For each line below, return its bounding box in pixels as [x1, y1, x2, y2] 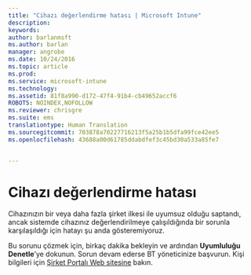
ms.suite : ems [8, 114, 55, 122]
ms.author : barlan [8, 41, 68, 49]
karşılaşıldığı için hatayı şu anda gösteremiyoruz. [8, 225, 165, 236]
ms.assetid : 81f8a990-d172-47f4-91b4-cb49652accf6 [8, 92, 177, 100]
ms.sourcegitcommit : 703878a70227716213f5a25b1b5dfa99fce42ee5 [8, 128, 220, 136]
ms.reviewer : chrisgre [8, 107, 82, 115]
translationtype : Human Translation [8, 121, 128, 129]
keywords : [8, 26, 41, 34]
